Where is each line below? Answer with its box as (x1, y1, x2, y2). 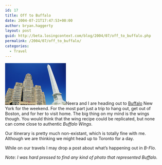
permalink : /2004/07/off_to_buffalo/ (5, 39, 82, 44)
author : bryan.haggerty (5, 23, 54, 28)
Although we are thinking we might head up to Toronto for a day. (5, 135, 134, 141)
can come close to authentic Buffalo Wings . (5, 121, 93, 127)
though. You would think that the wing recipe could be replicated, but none (5, 115, 155, 121)
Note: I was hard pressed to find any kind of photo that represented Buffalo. (5, 154, 158, 160)
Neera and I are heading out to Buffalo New (66, 100, 153, 106)
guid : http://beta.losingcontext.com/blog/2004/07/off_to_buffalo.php (5, 33, 151, 38)
